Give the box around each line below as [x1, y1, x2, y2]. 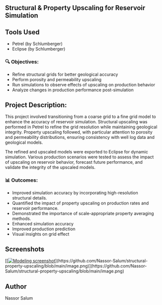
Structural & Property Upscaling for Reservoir [5, 4, 146, 12]
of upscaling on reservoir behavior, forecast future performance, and [5, 159, 143, 165]
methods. [12, 216, 32, 221]
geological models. [5, 139, 43, 145]
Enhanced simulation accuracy [12, 220, 74, 226]
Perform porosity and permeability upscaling [12, 76, 102, 82]
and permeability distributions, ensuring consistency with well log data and [5, 135, 155, 140]
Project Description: [5, 101, 67, 109]
